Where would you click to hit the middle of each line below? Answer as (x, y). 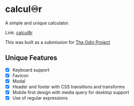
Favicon (20, 75)
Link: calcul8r (19, 32)
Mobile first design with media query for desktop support (71, 92)
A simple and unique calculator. (37, 23)
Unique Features (31, 58)
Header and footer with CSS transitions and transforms (68, 87)
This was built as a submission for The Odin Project (58, 42)
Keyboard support (31, 70)
